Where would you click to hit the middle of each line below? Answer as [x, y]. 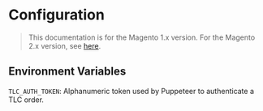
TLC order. [26, 100]
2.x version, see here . [65, 45]
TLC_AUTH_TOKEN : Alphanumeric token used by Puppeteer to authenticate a [131, 91]
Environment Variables [67, 72]
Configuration [57, 15]
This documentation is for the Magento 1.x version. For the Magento [142, 37]
